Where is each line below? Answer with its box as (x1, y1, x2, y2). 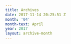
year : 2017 (5, 26, 28, 31)
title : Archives (5, 7, 39, 13)
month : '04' (5, 17, 30, 22)
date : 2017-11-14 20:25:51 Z (5, 12, 66, 17)
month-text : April (5, 21, 43, 27)
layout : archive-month (5, 31, 52, 36)
